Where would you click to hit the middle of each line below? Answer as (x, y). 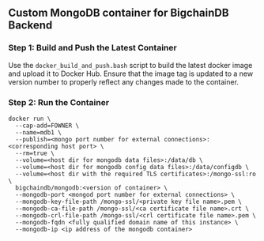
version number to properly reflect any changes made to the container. (124, 81)
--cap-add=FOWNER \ (47, 126)
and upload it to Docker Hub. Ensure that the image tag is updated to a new (131, 73)
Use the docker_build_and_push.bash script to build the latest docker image (130, 65)
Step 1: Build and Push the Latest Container (92, 48)
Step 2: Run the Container (58, 102)
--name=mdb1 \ (38, 132)
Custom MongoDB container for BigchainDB (119, 13)
